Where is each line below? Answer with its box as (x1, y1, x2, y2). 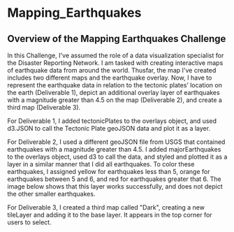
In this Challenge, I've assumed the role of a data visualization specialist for (7, 51, 224, 59)
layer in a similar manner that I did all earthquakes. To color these (7, 160, 195, 168)
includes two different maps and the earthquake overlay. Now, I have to (7, 73, 212, 82)
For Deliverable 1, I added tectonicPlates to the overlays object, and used (7, 117, 217, 125)
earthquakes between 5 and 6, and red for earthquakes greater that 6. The (7, 175, 221, 183)
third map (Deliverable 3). (7, 103, 81, 111)
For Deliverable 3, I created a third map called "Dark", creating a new (7, 203, 205, 211)
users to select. (7, 218, 52, 226)
